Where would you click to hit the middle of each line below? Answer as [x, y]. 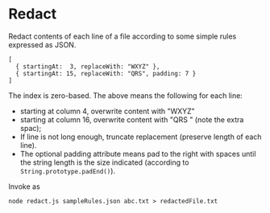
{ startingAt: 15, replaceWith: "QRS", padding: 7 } [106, 73]
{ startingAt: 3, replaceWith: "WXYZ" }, [88, 66]
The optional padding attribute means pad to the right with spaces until [138, 154]
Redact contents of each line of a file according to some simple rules [123, 36]
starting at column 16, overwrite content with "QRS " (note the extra [132, 119]
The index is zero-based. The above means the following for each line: [126, 95]
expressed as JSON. [42, 44]
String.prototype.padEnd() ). [67, 170]
